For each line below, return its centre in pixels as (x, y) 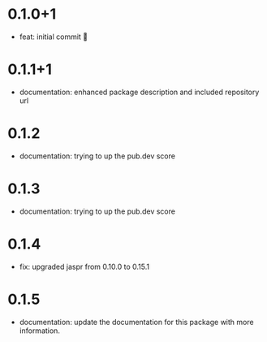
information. (39, 331)
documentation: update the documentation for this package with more (136, 322)
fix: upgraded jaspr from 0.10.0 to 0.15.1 (84, 266)
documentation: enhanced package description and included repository (139, 92)
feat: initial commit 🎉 (54, 37)
